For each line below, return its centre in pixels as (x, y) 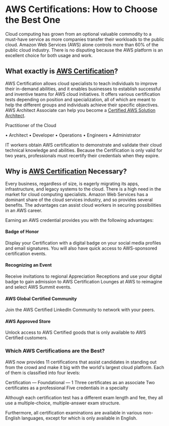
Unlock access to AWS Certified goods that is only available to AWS (76, 332)
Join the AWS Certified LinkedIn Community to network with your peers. (80, 310)
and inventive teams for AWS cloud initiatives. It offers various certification (83, 94)
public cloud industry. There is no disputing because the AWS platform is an (84, 50)
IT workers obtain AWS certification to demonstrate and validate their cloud (83, 145)
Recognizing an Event (29, 265)
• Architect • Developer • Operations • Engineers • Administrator (73, 135)
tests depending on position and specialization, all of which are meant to (80, 99)
